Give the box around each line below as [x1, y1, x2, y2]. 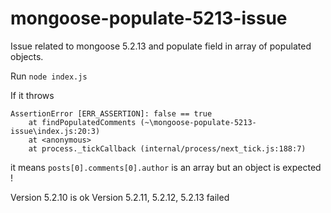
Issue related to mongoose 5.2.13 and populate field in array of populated [10, 40, 312, 52]
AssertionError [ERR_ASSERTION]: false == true [10, 108, 213, 119]
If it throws [10, 89, 55, 101]
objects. [10, 50, 44, 62]
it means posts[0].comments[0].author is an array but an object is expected [10, 161, 322, 173]
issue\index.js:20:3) [10, 126, 101, 136]
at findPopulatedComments [28, 117, 137, 127]
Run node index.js [10, 70, 88, 82]
